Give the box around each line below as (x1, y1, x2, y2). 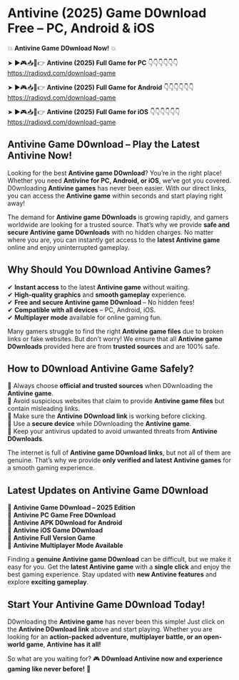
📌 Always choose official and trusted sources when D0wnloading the (7, 382, 213, 390)
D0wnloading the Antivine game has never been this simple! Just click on (7, 617, 225, 626)
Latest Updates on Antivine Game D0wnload (7, 484, 209, 497)
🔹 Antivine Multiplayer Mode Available (7, 541, 123, 550)
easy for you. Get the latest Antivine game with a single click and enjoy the (7, 562, 230, 572)
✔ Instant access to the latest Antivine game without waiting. (7, 283, 190, 291)
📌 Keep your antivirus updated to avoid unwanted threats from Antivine (7, 427, 218, 436)
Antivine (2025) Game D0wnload (7, 5, 207, 21)
